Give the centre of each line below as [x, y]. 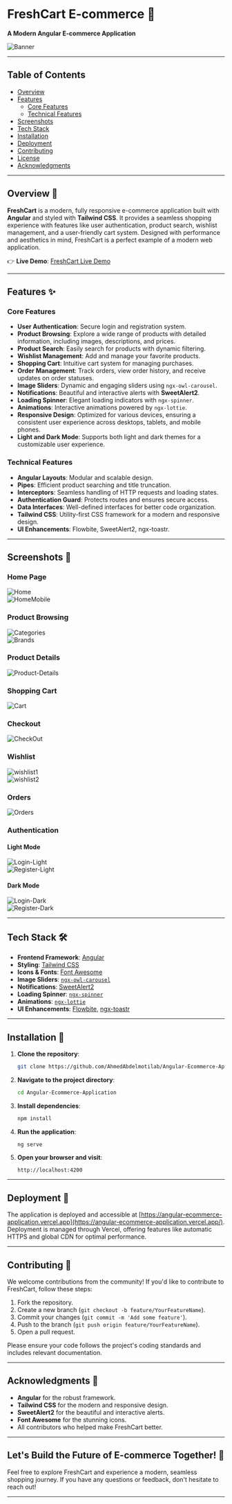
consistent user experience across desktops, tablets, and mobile [109, 423]
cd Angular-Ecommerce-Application [67, 1092]
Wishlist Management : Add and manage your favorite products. [109, 356]
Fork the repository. [45, 1302]
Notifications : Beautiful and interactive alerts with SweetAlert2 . [108, 393]
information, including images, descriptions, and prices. [96, 342]
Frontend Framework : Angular [61, 957]
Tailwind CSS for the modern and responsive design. [93, 1405]
